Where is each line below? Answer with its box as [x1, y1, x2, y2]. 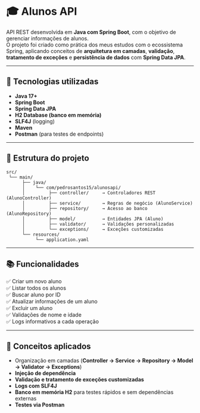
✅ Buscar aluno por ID [6, 291, 61, 298]
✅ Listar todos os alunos [6, 284, 67, 292]
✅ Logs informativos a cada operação [6, 318, 99, 325]
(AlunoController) [6, 195, 52, 201]
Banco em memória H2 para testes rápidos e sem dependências [14, 389, 174, 396]
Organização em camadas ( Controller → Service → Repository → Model [14, 357, 193, 364]
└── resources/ [21, 231, 60, 237]
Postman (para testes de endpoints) [14, 130, 104, 137]
